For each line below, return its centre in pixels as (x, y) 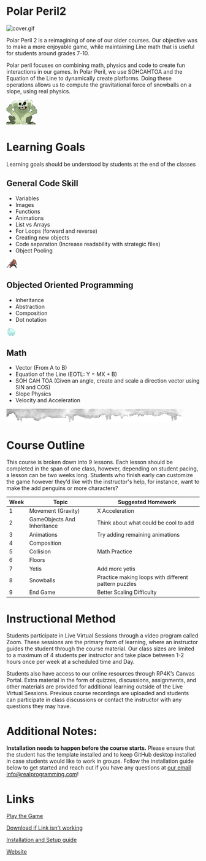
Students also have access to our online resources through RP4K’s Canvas (101, 674)
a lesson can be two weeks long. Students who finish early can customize (100, 475)
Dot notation (31, 319)
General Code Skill (42, 183)
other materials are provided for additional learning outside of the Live (95, 687)
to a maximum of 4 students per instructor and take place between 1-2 (95, 655)
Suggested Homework (147, 502)
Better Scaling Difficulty (127, 592)
